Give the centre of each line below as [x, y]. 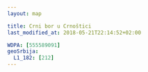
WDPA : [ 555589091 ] [34, 45]
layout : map [24, 13]
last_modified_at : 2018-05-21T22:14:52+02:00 [74, 33]
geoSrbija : [23, 52]
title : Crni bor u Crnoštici [49, 26]
